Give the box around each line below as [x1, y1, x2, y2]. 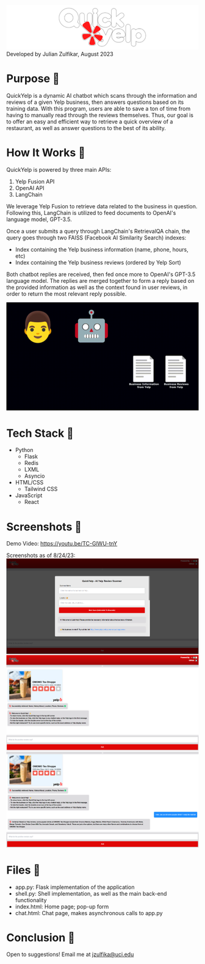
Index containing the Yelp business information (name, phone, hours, [15, 246, 189, 253]
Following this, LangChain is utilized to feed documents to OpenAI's [6, 209, 176, 216]
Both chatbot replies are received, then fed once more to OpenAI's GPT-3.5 [6, 271, 196, 278]
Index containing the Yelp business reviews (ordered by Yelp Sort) [15, 258, 181, 266]
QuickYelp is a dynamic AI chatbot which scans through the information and [6, 92, 197, 99]
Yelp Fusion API [15, 178, 55, 185]
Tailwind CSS [24, 485, 58, 493]
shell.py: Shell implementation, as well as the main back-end [15, 889, 167, 897]
